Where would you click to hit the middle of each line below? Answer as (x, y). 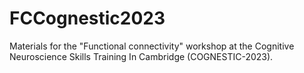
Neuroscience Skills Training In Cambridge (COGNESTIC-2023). (141, 56)
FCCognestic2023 (87, 18)
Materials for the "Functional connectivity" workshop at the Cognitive (152, 46)
